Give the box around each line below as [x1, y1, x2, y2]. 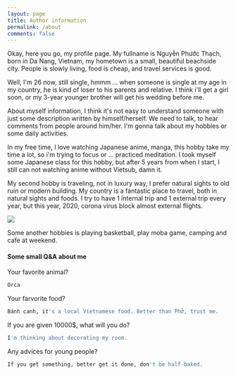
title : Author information [7, 17, 87, 24]
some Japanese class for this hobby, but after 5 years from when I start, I [7, 158, 220, 167]
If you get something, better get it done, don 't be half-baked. [7, 361, 203, 368]
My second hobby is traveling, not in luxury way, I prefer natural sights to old [7, 179, 230, 188]
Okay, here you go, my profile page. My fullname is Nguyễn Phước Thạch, [7, 49, 222, 58]
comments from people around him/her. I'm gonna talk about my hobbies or [7, 121, 228, 131]
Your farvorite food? [7, 294, 66, 303]
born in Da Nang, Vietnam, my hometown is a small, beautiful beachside [7, 57, 216, 66]
